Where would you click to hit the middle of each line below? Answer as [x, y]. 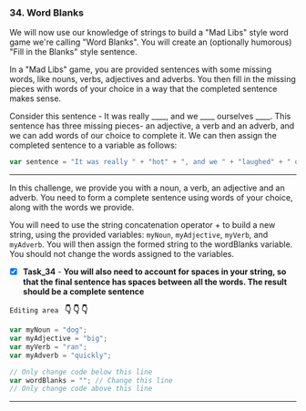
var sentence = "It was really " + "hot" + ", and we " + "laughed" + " [150, 162]
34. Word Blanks [47, 13]
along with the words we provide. [72, 208]
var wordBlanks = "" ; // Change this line [91, 380]
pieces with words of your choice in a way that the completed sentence [143, 89]
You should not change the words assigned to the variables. [122, 254]
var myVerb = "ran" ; [49, 347]
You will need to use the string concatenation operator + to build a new [143, 225]
